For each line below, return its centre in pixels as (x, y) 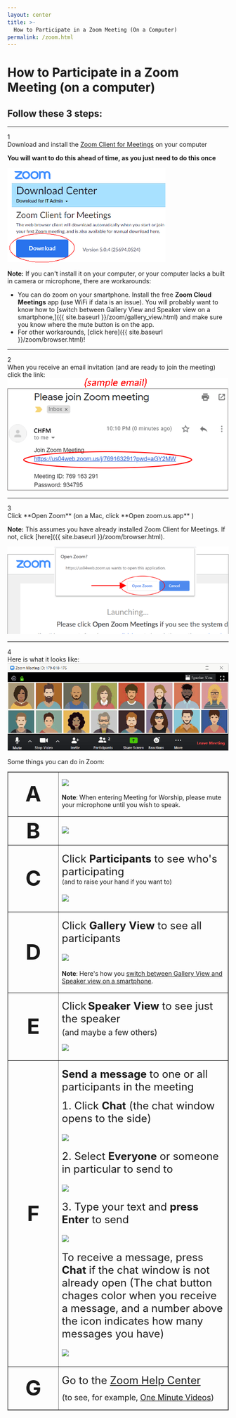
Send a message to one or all (135, 1074)
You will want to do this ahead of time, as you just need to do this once (112, 158)
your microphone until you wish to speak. (121, 805)
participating (93, 871)
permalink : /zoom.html (40, 37)
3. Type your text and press (130, 1206)
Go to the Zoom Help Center (132, 1380)
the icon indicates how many (133, 1321)
